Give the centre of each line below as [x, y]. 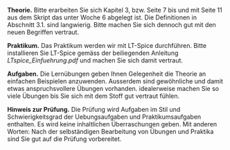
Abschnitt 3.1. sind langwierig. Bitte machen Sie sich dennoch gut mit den [112, 25]
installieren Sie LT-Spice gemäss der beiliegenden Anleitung [93, 53]
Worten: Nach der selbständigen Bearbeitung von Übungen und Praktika [110, 132]
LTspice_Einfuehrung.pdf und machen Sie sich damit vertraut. [95, 60]
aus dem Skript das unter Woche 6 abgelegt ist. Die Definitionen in [102, 17]
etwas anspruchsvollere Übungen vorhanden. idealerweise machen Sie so [113, 89]
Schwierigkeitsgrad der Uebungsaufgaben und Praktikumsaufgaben [104, 117]
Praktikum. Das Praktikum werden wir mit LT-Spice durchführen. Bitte [107, 45]
